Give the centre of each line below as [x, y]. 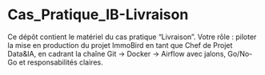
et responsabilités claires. [61, 62]
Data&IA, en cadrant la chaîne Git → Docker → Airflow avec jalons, [116, 53]
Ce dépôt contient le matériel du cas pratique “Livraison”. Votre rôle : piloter [132, 37]
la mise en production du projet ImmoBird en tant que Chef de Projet [120, 45]
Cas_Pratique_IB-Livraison [98, 15]
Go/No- [240, 53]
